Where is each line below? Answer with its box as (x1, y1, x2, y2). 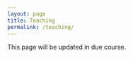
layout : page (7, 10, 46, 18)
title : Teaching (7, 17, 55, 24)
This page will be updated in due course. (7, 43, 127, 52)
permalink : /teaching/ (7, 23, 74, 30)
